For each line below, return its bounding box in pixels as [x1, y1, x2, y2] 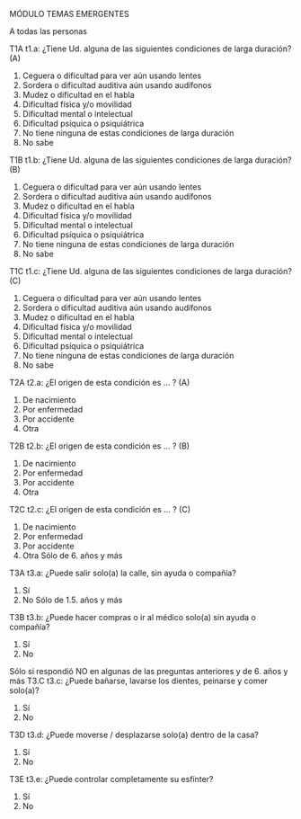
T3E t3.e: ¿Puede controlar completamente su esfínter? [9, 774, 214, 784]
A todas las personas [9, 26, 88, 36]
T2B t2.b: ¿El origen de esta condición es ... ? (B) [9, 441, 190, 451]
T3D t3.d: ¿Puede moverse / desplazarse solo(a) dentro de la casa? [9, 729, 259, 740]
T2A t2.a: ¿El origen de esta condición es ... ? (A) [9, 378, 190, 387]
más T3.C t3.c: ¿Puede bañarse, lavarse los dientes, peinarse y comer [9, 675, 268, 686]
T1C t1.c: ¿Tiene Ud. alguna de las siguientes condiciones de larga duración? [9, 266, 292, 276]
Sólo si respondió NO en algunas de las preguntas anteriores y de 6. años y [9, 666, 288, 676]
